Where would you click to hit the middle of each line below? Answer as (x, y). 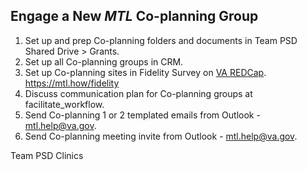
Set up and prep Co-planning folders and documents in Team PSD (161, 40)
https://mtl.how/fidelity (72, 83)
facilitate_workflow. (64, 104)
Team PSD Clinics (47, 155)
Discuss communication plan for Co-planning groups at (138, 93)
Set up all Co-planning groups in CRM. (104, 61)
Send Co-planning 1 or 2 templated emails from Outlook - (142, 115)
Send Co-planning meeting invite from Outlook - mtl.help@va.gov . (161, 136)
